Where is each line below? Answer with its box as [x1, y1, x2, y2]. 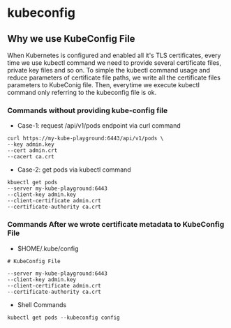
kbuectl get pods [7, 179, 58, 186]
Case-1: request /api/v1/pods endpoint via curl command [17, 121, 181, 130]
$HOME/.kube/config [17, 244, 79, 253]
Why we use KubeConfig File [7, 33, 135, 45]
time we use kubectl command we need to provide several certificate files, [7, 59, 222, 67]
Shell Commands [17, 300, 67, 308]
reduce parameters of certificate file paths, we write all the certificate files [7, 73, 221, 82]
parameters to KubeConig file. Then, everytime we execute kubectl [7, 81, 200, 89]
